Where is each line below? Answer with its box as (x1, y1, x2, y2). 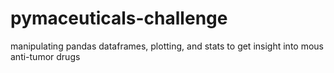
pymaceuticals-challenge (10, 7, 228, 30)
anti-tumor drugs (10, 50, 81, 62)
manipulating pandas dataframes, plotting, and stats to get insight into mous (10, 40, 324, 52)
